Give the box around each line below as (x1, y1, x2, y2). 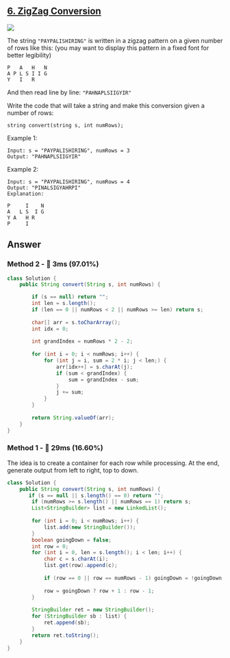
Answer (7, 239, 42, 250)
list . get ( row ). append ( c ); (43, 562, 118, 569)
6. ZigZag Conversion (7, 5, 101, 17)
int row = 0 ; (31, 543, 69, 550)
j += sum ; (55, 389, 84, 396)
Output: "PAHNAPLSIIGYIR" (7, 153, 81, 160)
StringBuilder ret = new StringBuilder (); (31, 607, 155, 614)
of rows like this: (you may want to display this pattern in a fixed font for (7, 44, 209, 52)
